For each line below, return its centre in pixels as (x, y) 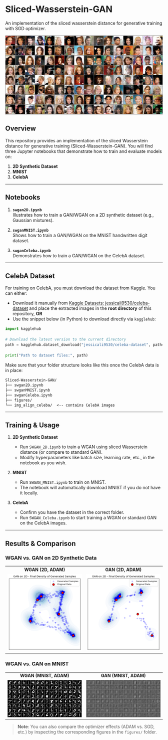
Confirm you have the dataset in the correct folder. (72, 512)
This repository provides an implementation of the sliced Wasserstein (76, 140)
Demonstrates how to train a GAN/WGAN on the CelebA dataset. (79, 255)
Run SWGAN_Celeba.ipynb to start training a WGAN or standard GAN (88, 518)
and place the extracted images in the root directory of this (90, 308)
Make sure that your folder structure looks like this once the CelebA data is (82, 365)
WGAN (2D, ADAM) (45, 570)
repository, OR (27, 314)
